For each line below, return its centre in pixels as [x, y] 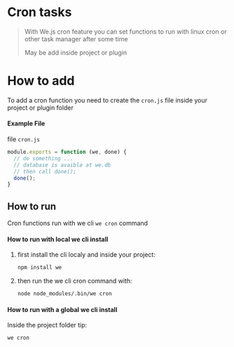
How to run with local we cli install [58, 239]
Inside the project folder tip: [47, 325]
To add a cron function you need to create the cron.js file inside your [108, 100]
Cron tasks [40, 12]
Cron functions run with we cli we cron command [78, 223]
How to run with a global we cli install [62, 309]
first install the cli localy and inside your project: [86, 255]
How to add [41, 81]
